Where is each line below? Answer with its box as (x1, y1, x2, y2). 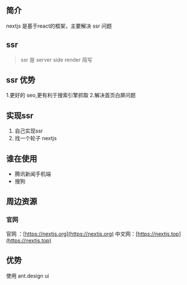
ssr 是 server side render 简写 (20, 56, 93, 63)
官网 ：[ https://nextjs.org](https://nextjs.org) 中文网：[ (6, 230, 138, 237)
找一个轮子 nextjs (14, 135, 57, 142)
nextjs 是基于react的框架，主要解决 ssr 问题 (6, 22, 112, 29)
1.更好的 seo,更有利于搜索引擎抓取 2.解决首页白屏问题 (6, 92, 136, 99)
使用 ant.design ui (6, 272, 49, 279)
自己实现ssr (14, 127, 43, 134)
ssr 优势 (6, 75, 36, 85)
